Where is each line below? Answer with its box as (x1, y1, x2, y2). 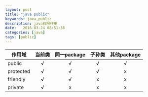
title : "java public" (5, 12, 50, 17)
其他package (110, 51, 141, 58)
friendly (7, 76, 26, 83)
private (7, 84, 24, 91)
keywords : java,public (5, 16, 52, 21)
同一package (54, 51, 86, 58)
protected (7, 67, 31, 74)
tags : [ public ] (5, 35, 37, 40)
